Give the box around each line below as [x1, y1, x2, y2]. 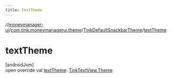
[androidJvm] [5, 62, 34, 68]
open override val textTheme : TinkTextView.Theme [5, 67, 113, 73]
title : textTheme [5, 7, 43, 13]
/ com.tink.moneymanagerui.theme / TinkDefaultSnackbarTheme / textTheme [9, 27, 167, 33]
